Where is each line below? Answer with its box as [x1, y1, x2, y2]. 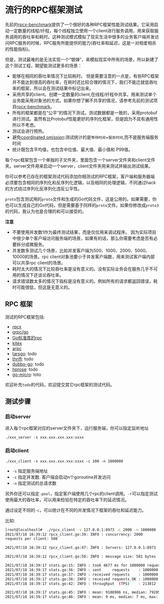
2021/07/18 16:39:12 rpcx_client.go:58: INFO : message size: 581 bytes [5, 554, 156, 559]
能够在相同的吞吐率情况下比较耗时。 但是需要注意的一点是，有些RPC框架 [12, 73, 159, 79]
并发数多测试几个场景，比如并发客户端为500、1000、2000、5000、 [12, 247, 150, 253]
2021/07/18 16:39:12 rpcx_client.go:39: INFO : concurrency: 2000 [5, 532, 143, 537]
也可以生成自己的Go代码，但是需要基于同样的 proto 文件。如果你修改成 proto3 [5, 202, 159, 208]
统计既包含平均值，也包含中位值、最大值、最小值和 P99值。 [12, 146, 133, 152]
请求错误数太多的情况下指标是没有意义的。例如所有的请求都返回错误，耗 [12, 278, 158, 284]
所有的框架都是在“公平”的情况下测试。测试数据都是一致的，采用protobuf [12, 110, 158, 116]
